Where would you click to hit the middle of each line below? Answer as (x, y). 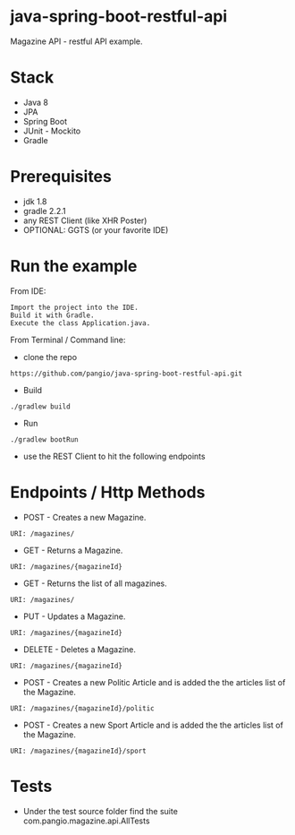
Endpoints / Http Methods (108, 492)
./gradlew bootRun (44, 439)
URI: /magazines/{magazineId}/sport (78, 751)
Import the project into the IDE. (75, 307)
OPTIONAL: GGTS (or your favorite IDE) (96, 229)
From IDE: (28, 291)
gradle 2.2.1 (44, 211)
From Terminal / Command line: (68, 340)
